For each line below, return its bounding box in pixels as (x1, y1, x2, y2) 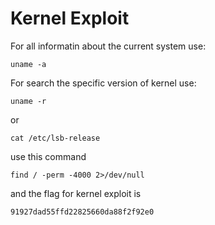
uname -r (10, 96, 47, 106)
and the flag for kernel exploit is (10, 187, 142, 199)
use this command (10, 150, 87, 162)
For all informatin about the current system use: (10, 40, 207, 52)
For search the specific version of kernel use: (10, 77, 197, 89)
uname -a (10, 59, 47, 69)
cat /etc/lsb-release (10, 133, 101, 143)
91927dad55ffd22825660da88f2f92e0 (10, 207, 155, 217)
